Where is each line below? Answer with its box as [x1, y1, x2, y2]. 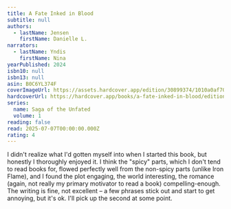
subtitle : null [7, 16, 51, 23]
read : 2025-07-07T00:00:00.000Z [7, 125, 100, 132]
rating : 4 [7, 131, 36, 138]
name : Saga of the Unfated [13, 106, 91, 113]
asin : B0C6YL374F [7, 80, 57, 87]
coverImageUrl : [7, 87, 51, 93]
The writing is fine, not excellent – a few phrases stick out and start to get [7, 187, 215, 195]
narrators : [7, 42, 38, 49]
